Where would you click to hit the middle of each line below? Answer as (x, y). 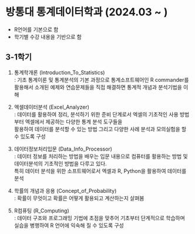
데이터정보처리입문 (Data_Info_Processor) (63, 149)
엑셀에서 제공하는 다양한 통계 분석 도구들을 (74, 122)
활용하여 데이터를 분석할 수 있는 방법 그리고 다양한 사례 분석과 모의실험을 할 (100, 129)
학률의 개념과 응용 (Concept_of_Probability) (65, 190)
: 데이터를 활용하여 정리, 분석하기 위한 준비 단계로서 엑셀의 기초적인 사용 (96, 114)
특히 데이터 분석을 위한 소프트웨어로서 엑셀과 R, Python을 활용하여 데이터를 (100, 171)
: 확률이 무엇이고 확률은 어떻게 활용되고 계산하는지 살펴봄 (79, 198)
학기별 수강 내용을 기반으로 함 (48, 36)
